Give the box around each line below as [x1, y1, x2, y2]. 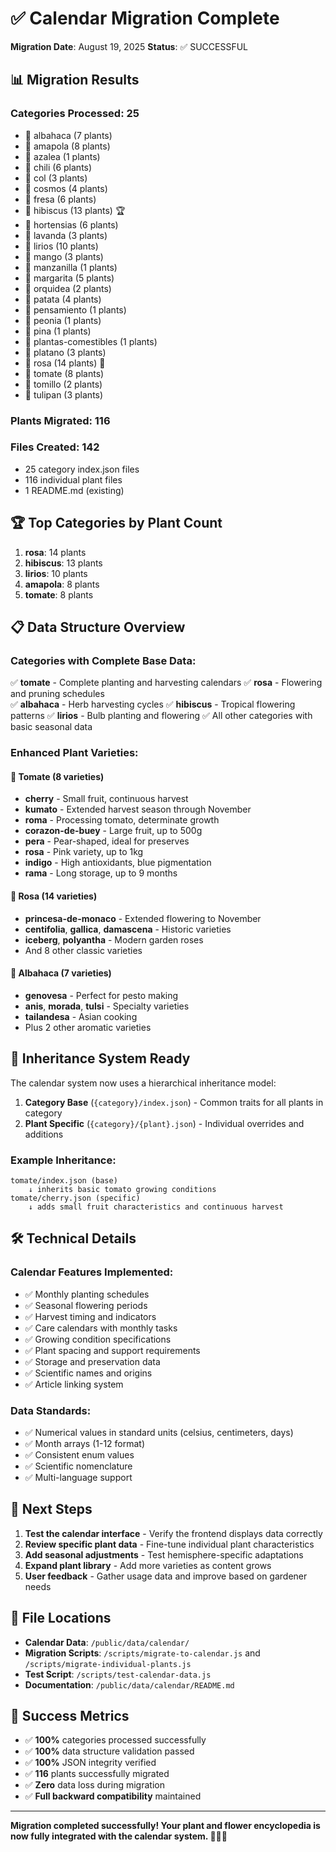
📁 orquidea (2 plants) [24, 282, 112, 294]
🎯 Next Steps [10, 1501, 93, 1518]
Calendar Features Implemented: [10, 1265, 174, 1279]
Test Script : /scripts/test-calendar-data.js [24, 1668, 212, 1680]
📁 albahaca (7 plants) [24, 129, 113, 141]
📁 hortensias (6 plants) [24, 218, 119, 231]
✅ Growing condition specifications [24, 1333, 172, 1345]
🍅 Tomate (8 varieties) [10, 770, 105, 782]
